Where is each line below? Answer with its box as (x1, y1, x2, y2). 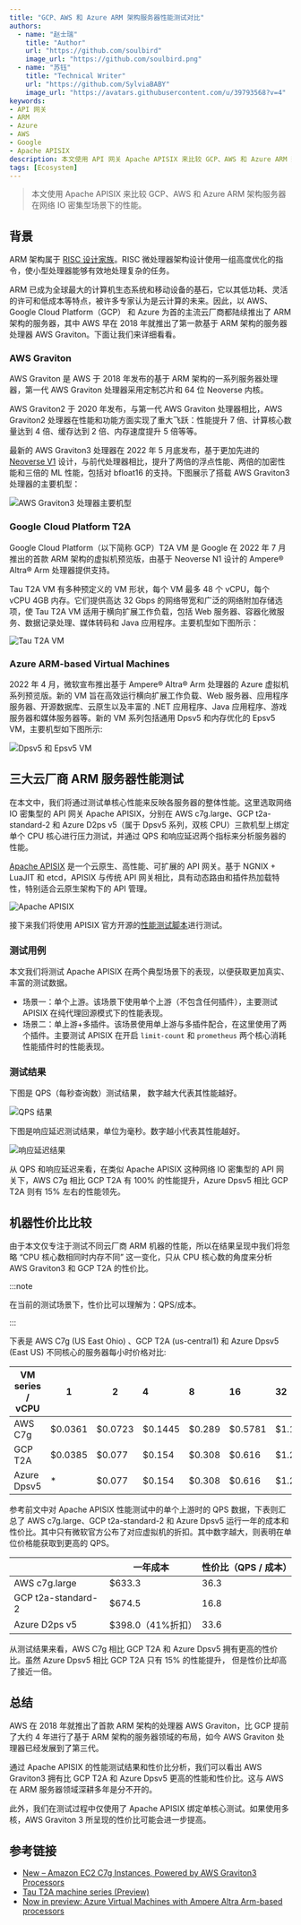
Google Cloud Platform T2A (9, 520, 132, 533)
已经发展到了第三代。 (24, 1743, 104, 1754)
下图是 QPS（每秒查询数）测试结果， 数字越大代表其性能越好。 (9, 1087, 242, 1098)
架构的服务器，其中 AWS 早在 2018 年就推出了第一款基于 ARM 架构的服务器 (9, 318, 288, 329)
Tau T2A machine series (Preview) (21, 1886, 150, 1897)
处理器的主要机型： (9, 478, 81, 489)
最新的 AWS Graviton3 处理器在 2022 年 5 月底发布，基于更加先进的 (9, 445, 260, 456)
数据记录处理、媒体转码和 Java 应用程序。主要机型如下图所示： (24, 617, 260, 628)
